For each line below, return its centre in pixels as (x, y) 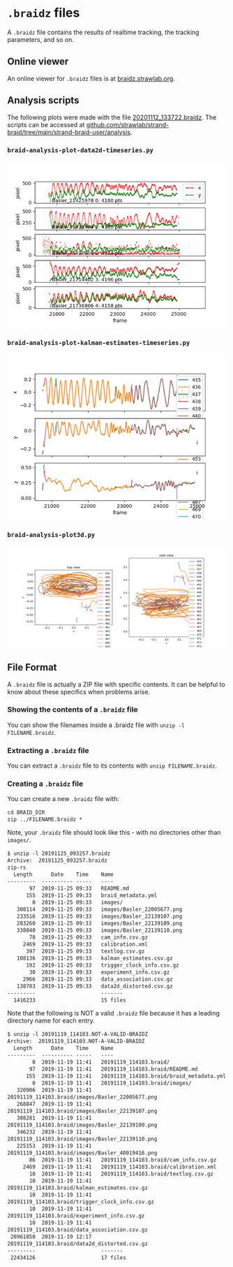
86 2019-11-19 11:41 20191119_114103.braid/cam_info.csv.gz (123, 1160)
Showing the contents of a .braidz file (73, 710)
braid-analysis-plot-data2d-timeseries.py (80, 151)
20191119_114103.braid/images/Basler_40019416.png (82, 1153)
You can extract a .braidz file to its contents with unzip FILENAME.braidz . (112, 766)
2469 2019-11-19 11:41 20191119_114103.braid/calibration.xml (120, 1167)
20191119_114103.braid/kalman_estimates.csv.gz (78, 1188)
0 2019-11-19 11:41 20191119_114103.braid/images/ (112, 1083)
